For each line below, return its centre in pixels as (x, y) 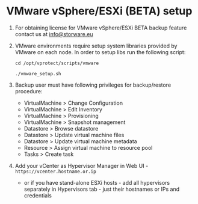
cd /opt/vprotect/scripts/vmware (57, 63)
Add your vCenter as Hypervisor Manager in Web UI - (82, 165)
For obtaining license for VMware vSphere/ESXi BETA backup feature (101, 28)
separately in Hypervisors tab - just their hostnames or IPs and (101, 189)
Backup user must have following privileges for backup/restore (93, 85)
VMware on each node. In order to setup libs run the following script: (100, 52)
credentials (38, 195)
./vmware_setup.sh (38, 73)
